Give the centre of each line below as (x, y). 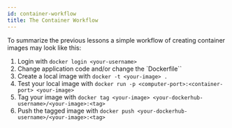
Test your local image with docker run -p (77, 83)
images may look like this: (44, 48)
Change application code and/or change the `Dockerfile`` (100, 69)
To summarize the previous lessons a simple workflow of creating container (116, 40)
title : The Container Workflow (53, 20)
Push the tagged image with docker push (76, 111)
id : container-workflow (42, 14)
